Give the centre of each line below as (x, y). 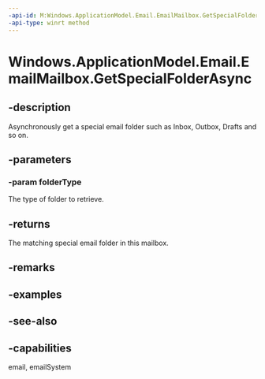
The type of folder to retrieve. (56, 199)
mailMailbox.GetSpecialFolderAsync (130, 78)
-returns (29, 224)
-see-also (33, 321)
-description (39, 108)
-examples (35, 294)
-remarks (32, 268)
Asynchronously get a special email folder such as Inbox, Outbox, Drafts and (132, 126)
